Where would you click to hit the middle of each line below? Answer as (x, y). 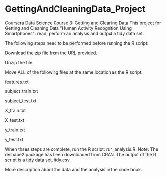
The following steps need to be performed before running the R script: (77, 43)
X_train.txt (16, 110)
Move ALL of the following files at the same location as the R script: (74, 72)
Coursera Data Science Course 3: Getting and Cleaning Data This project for (83, 23)
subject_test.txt (21, 101)
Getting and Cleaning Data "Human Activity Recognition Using (69, 28)
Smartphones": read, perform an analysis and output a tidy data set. (75, 33)
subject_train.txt (22, 91)
